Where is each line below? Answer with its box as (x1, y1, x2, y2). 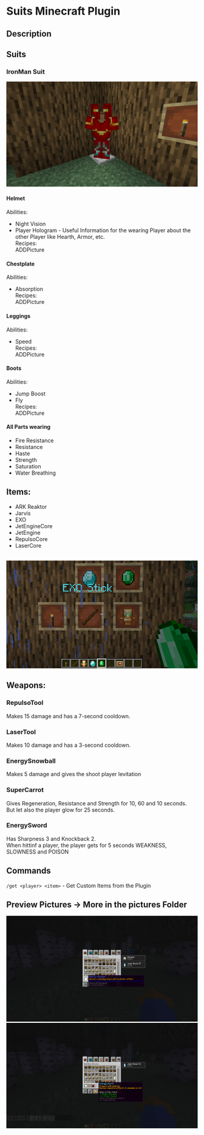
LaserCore (15, 542, 42, 549)
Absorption (15, 285, 44, 293)
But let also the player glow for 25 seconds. (6, 806, 115, 813)
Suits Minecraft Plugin (6, 4, 121, 18)
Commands (6, 866, 52, 876)
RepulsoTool (6, 699, 44, 707)
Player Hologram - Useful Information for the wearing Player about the (15, 227, 191, 234)
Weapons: (6, 681, 46, 691)
